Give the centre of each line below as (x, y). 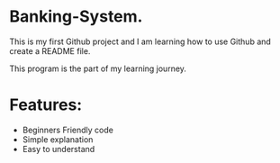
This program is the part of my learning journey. (98, 68)
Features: (46, 105)
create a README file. (50, 50)
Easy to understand (59, 149)
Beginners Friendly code (68, 130)
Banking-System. (76, 17)
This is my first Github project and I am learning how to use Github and (140, 41)
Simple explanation (58, 139)
